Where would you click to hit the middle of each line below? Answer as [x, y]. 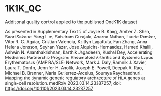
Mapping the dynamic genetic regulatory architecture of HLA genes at [75, 78]
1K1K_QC [23, 9]
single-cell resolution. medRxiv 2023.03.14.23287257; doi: [63, 83]
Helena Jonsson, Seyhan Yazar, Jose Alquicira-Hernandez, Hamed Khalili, [79, 47]
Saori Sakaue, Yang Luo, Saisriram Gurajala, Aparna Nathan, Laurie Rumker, [81, 37]
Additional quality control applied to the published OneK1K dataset [71, 22]
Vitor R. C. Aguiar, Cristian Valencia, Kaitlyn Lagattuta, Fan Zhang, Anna [76, 41]
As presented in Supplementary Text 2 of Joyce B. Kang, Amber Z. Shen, [78, 31]
